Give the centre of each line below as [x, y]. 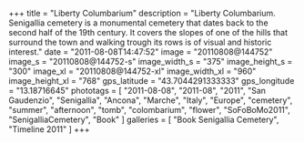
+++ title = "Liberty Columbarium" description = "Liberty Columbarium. [142, 13]
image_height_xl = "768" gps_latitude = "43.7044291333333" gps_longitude [152, 81]
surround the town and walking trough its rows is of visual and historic [140, 42]
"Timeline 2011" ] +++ [49, 129]
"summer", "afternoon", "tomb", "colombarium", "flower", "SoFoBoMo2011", [149, 110]
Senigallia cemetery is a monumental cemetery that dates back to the [139, 23]
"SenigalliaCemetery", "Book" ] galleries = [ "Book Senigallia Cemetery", [144, 119]
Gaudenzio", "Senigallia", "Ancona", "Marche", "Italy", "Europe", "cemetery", [151, 100]
